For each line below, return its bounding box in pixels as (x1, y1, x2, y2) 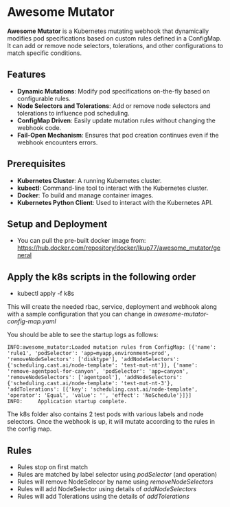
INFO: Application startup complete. (7, 398, 128, 405)
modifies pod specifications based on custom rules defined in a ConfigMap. (7, 34, 222, 42)
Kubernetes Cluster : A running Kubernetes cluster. (16, 176, 163, 184)
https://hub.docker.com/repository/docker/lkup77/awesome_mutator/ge (16, 244, 221, 252)
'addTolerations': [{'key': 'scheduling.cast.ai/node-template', (7, 386, 198, 393)
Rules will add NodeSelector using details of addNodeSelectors (16, 485, 197, 493)
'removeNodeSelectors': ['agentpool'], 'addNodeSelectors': (7, 374, 183, 381)
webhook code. (16, 123, 62, 131)
